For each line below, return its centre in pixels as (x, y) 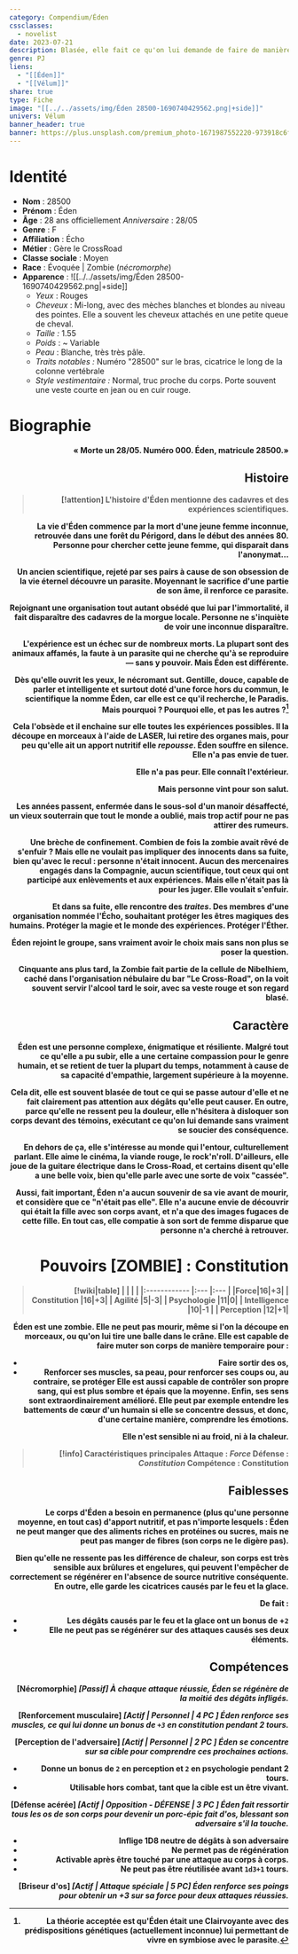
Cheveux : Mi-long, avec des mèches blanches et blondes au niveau (160, 305)
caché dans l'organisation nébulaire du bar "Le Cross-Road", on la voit (156, 979)
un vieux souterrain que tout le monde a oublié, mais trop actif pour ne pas (149, 816)
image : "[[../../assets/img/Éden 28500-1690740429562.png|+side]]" (137, 108)
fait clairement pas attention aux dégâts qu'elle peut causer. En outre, (157, 1102)
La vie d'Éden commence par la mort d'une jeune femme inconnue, (163, 526)
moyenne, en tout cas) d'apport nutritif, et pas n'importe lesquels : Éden (153, 1521)
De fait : (274, 1603)
